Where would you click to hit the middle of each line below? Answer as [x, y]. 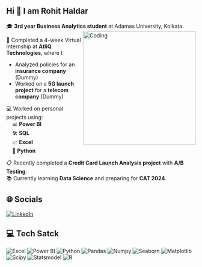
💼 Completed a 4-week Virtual [44, 40]
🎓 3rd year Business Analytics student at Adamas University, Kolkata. [95, 26]
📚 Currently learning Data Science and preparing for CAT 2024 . [87, 178]
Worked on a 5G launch [44, 83]
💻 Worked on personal [35, 108]
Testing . [17, 171]
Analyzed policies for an [45, 64]
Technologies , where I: [35, 52]
